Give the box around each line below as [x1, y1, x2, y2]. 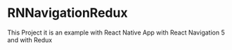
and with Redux [7, 35, 53, 44]
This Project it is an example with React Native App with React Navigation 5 [7, 28, 225, 37]
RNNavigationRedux [7, 5, 128, 21]
